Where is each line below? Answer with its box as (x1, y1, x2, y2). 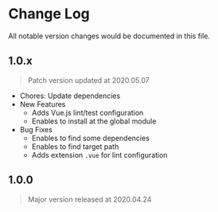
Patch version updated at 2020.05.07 (27, 75, 150, 84)
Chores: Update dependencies (19, 91, 121, 100)
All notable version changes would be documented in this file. (8, 31, 211, 41)
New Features (19, 99, 66, 108)
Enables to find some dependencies (31, 133, 150, 143)
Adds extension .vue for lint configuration (31, 150, 169, 159)
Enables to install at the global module (31, 116, 157, 126)
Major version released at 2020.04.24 (27, 194, 152, 204)
